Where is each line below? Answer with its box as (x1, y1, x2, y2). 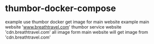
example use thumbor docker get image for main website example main (5, 19, 150, 25)
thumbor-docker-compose (5, 3, 116, 14)
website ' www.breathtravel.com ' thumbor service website (5, 24, 122, 29)
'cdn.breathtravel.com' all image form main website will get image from (5, 29, 148, 35)
